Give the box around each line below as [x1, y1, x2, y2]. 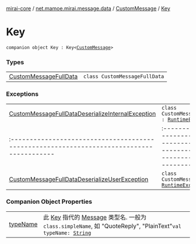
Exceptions [6, 90, 39, 98]
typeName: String [43, 229, 92, 236]
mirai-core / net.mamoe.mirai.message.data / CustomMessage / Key [6, 5, 170, 12]
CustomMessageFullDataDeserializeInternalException [9, 109, 156, 117]
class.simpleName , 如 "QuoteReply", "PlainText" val [43, 222, 182, 230]
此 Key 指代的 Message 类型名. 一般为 [43, 213, 147, 221]
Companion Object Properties [6, 198, 92, 206]
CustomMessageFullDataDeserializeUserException [9, 175, 149, 183]
